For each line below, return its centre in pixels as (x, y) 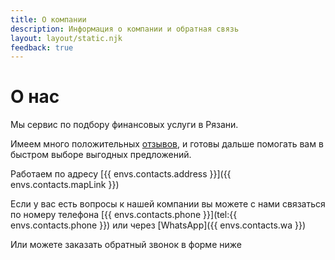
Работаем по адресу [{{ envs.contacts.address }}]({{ (121, 174)
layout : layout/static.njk (66, 38)
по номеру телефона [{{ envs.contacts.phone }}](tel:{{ (124, 215)
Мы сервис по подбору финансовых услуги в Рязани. (124, 125)
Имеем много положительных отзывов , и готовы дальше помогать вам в (167, 144)
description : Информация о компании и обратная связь (125, 29)
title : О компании (48, 19)
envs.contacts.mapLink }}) (65, 185)
